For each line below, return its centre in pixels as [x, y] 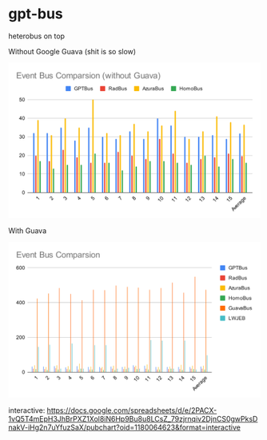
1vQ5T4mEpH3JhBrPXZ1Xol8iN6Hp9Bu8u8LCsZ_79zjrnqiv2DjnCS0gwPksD [133, 419]
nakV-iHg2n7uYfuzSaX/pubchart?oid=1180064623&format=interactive [125, 427]
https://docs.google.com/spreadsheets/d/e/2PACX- [132, 410]
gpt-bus [36, 14]
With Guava [28, 231]
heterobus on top [37, 36]
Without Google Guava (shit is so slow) [72, 51]
